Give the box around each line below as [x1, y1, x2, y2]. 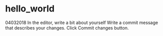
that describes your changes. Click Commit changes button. [5, 24, 129, 30]
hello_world [5, 3, 55, 14]
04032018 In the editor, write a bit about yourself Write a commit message [5, 19, 158, 25]
